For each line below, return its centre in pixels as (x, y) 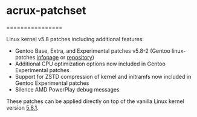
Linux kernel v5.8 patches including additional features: (75, 39)
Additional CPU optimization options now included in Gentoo (90, 64)
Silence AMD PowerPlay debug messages (67, 89)
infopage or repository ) (66, 57)
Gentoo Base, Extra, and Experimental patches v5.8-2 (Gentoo (92, 51)
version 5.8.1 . (22, 107)
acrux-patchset (46, 11)
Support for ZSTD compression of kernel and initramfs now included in (103, 76)
